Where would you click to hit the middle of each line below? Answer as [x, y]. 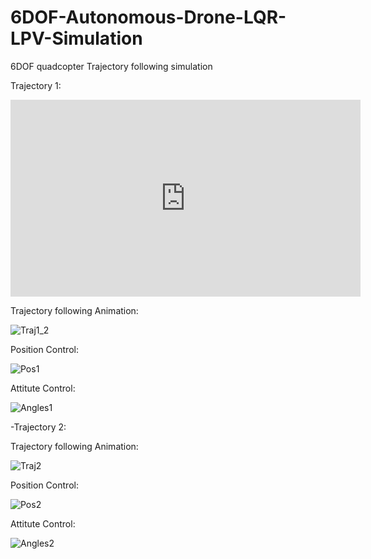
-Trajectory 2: [38, 427]
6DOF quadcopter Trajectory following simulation [111, 66]
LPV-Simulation [76, 38]
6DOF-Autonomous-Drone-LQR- [148, 17]
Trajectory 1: [36, 85]
